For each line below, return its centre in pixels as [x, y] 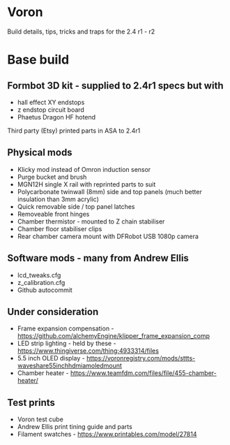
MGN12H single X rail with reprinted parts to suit [86, 184]
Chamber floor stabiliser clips [60, 228]
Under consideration [53, 312]
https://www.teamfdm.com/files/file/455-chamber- [144, 373]
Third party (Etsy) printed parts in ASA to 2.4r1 [74, 131]
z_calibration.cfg [41, 282]
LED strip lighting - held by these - [67, 344]
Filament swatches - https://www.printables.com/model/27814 [107, 435]
